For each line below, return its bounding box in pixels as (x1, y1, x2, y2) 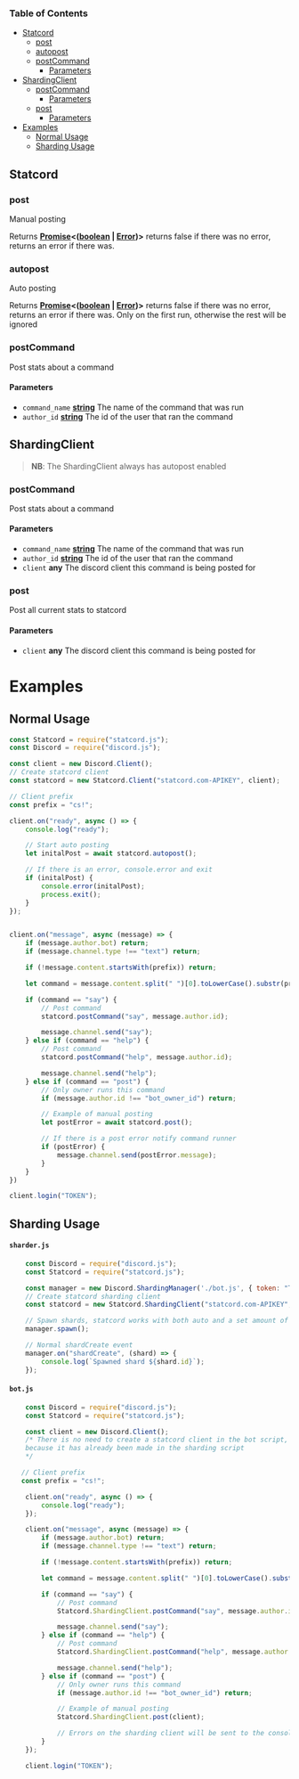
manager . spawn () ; (25, 1325, 90, 1334)
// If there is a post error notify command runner (41, 1134, 238, 1143)
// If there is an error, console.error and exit (25, 865, 214, 875)
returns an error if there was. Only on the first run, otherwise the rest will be (9, 310, 287, 321)
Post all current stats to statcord (9, 605, 127, 616)
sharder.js (9, 1241, 50, 1250)
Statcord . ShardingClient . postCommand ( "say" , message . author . (56, 1606, 289, 1615)
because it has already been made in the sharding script (25, 1444, 245, 1453)
